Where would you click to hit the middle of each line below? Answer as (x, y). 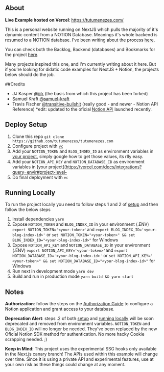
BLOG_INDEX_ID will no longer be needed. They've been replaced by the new (81, 329)
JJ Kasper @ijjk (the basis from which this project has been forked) (80, 93)
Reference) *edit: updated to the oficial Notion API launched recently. (82, 109)
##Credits (15, 84)
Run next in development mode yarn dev (53, 271)
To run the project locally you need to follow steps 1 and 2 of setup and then (82, 204)
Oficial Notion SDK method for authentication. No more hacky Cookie (75, 334)
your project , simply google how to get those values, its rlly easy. (78, 156)
